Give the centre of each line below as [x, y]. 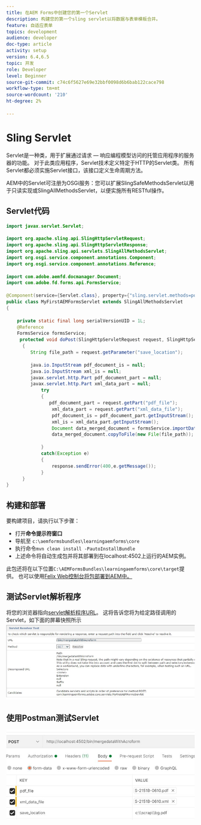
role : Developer [26, 69]
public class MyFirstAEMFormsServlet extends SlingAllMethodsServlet [95, 302]
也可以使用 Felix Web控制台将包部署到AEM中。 [75, 576]
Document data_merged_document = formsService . [112, 428]
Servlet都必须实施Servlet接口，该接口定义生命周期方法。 [76, 170]
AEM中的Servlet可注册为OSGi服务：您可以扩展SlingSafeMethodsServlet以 [98, 183]
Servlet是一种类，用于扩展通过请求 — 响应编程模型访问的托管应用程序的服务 [100, 155]
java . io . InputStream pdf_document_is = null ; [88, 365]
